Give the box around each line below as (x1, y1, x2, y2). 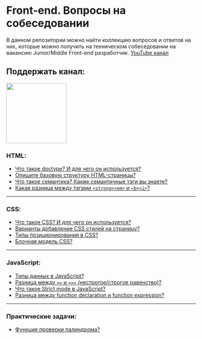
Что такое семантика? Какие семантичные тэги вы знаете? (14, 178, 168, 185)
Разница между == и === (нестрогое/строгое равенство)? (14, 278, 162, 286)
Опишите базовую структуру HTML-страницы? (14, 172, 136, 179)
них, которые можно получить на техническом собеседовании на (6, 43, 176, 50)
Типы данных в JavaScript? (14, 272, 84, 279)
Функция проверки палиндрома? (14, 326, 100, 333)
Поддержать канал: (6, 67, 85, 77)
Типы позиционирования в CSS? (14, 231, 99, 238)
